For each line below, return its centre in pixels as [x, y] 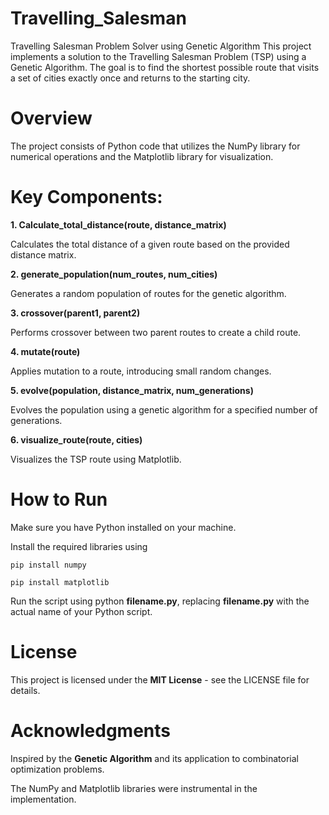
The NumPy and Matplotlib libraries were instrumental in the [134, 788]
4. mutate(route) [45, 351]
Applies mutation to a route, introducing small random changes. [141, 371]
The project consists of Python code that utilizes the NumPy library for [155, 146]
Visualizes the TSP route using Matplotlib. [96, 459]
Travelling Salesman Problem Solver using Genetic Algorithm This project [161, 46]
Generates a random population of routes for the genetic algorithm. [148, 293]
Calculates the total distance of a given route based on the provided [150, 244]
